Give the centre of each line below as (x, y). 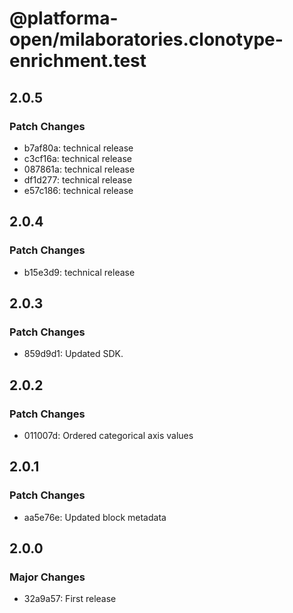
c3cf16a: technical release (78, 158)
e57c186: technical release (78, 190)
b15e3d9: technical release (79, 272)
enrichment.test (78, 61)
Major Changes (47, 577)
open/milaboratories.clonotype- (146, 39)
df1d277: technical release (78, 179)
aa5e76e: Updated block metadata (95, 517)
